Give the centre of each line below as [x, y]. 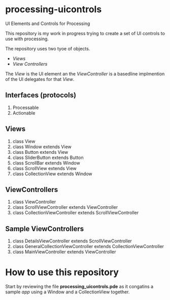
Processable [26, 107]
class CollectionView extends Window [52, 174]
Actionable [24, 113]
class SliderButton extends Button [48, 157]
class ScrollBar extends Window [46, 163]
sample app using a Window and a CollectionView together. [67, 292]
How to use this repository [62, 272]
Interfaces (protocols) [41, 95]
